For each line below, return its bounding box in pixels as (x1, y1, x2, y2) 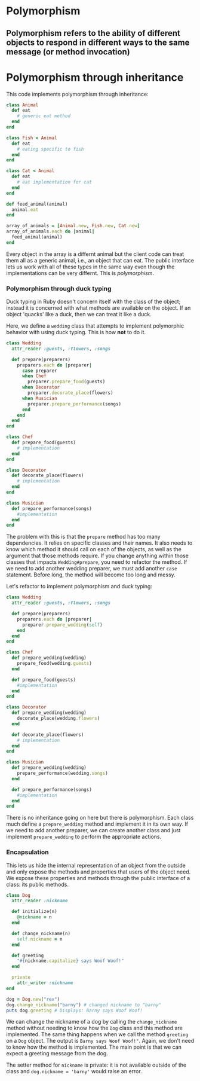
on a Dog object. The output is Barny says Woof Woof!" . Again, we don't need (6, 1037, 195, 1045)
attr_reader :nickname (11, 898, 68, 904)
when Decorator (21, 384, 60, 390)
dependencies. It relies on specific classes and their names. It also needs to (6, 539, 193, 546)
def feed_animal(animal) (6, 201, 68, 207)
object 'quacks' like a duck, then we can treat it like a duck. (6, 311, 152, 318)
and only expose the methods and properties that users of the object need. (6, 868, 191, 875)
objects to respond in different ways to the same (6, 37, 190, 47)
